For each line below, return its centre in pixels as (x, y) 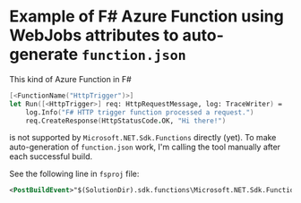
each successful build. (51, 156)
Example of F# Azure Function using (146, 17)
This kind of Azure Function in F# (70, 79)
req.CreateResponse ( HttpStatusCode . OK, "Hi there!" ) (126, 121)
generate (44, 55)
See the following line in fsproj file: (74, 174)
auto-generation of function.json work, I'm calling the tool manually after (145, 147)
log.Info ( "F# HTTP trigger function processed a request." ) (140, 112)
